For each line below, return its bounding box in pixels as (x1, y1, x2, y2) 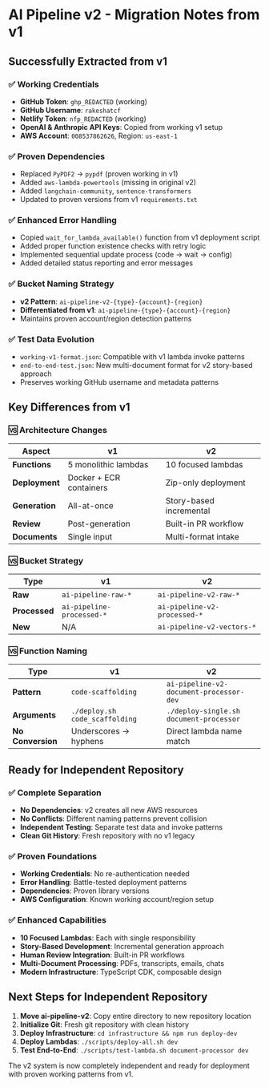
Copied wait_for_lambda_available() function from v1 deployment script (19, 232, 260, 242)
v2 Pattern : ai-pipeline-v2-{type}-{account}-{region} (19, 297, 203, 306)
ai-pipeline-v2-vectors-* (157, 623, 256, 632)
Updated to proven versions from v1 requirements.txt (19, 195, 198, 204)
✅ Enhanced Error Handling (8, 215, 118, 226)
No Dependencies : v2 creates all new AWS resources (19, 806, 198, 815)
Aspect (22, 445, 50, 456)
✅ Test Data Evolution (8, 333, 94, 345)
